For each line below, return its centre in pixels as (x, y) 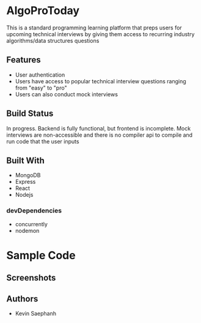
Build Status (30, 114)
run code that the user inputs (43, 141)
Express (25, 182)
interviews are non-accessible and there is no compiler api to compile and (100, 135)
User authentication (40, 75)
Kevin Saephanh (36, 314)
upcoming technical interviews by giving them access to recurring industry (100, 34)
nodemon (27, 230)
